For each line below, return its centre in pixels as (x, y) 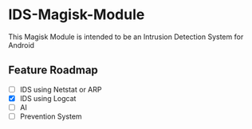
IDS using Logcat (48, 98)
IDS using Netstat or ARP (61, 89)
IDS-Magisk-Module (77, 15)
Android (21, 45)
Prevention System (51, 116)
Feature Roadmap (53, 70)
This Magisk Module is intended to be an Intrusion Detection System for (126, 37)
